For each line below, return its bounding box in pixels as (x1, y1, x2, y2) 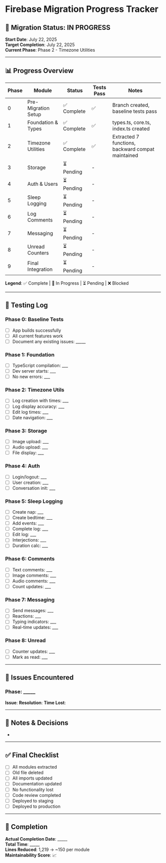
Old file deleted (12, 770, 43, 776)
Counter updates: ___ (12, 648, 55, 654)
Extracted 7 (112, 133, 140, 140)
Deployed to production (12, 803, 61, 809)
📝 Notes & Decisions (5, 719, 69, 727)
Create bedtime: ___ (12, 515, 53, 521)
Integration (27, 266, 53, 273)
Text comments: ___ (12, 566, 53, 572)
